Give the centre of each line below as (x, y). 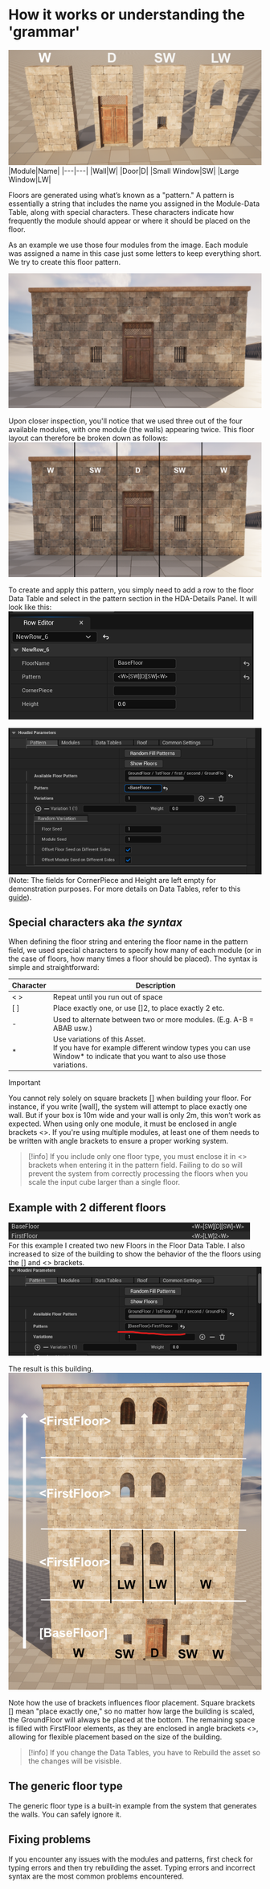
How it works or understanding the (127, 15)
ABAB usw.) (73, 1028)
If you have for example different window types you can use (152, 1047)
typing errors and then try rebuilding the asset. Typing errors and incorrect (132, 1867)
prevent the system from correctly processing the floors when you (138, 1173)
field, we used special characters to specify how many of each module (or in (135, 951)
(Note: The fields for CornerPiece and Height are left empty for (112, 880)
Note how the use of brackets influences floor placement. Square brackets (132, 1702)
